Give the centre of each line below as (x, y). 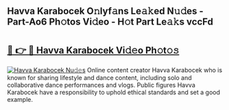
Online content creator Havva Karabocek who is (155, 70)
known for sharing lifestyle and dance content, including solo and (99, 78)
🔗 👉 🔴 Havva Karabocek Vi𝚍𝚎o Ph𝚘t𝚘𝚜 (93, 50)
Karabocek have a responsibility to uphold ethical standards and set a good (114, 92)
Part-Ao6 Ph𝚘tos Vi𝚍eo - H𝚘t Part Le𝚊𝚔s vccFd (110, 22)
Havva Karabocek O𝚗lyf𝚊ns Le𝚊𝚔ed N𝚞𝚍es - (105, 11)
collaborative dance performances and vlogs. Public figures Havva (101, 85)
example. (20, 99)
